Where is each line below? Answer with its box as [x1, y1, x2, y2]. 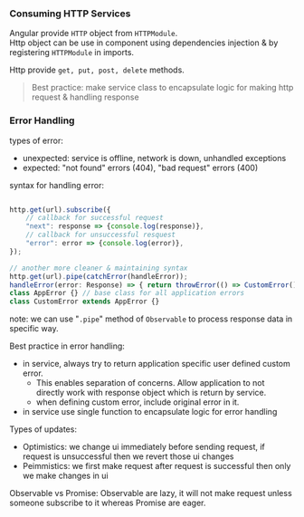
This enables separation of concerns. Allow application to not [35, 378, 265, 388]
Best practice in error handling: [9, 340, 125, 351]
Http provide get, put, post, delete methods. [9, 64, 185, 75]
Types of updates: [9, 424, 77, 435]
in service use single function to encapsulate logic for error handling [22, 407, 278, 417]
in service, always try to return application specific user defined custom [22, 359, 291, 369]
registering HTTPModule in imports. [9, 47, 134, 58]
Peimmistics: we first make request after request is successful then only [22, 461, 291, 472]
